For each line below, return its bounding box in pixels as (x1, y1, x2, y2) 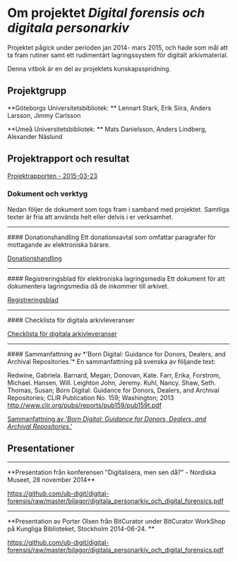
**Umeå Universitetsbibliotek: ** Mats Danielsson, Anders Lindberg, (7, 125, 207, 133)
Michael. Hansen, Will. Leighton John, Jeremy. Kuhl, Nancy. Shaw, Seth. (7, 378, 217, 387)
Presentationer (7, 442, 75, 454)
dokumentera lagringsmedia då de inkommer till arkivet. (7, 282, 169, 290)
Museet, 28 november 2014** (7, 475, 95, 484)
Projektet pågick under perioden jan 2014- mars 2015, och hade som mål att (7, 43, 228, 52)
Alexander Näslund (7, 132, 63, 140)
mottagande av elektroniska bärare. (7, 240, 111, 248)
